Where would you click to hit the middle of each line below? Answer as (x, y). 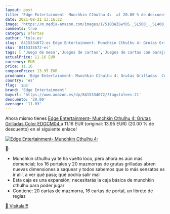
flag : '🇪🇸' (18, 85)
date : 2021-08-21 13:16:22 (34, 19)
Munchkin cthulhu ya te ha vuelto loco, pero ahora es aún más (77, 159)
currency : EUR (20, 62)
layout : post (19, 10)
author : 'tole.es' (25, 38)
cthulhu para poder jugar (38, 186)
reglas (19, 196)
